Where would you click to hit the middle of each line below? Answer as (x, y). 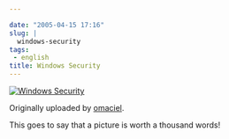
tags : (19, 49)
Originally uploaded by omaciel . (67, 108)
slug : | (23, 33)
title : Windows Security (55, 66)
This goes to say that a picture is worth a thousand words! (115, 125)
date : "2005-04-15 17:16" (57, 25)
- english (31, 58)
